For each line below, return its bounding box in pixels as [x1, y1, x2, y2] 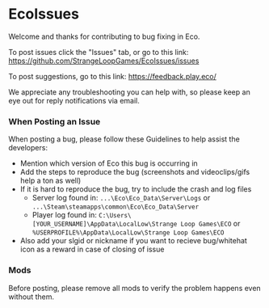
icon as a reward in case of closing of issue [19, 244, 165, 255]
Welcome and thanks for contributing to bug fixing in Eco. [8, 32, 200, 41]
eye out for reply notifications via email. [8, 95, 140, 105]
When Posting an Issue [8, 116, 101, 127]
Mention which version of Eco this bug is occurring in [19, 158, 198, 168]
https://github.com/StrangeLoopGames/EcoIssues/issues [8, 56, 200, 65]
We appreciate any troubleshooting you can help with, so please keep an [8, 86, 250, 97]
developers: [8, 143, 48, 153]
